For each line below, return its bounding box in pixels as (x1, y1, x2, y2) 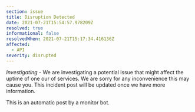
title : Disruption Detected (6, 14, 75, 20)
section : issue (6, 8, 44, 15)
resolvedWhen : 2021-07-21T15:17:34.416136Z (6, 36, 115, 42)
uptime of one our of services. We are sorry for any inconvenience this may (6, 75, 190, 82)
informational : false (6, 31, 60, 37)
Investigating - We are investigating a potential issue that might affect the (6, 68, 184, 75)
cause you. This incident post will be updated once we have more (6, 81, 166, 88)
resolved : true (6, 25, 44, 31)
